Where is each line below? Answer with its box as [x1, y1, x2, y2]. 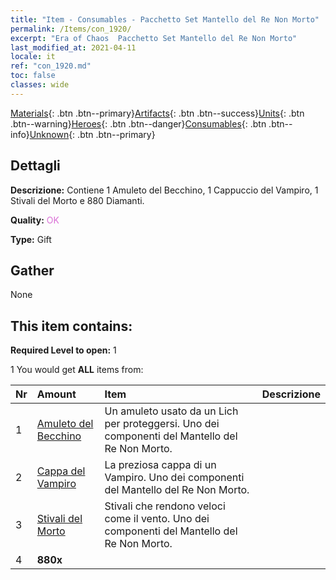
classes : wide [10, 80, 70, 90]
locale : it [10, 52, 56, 62]
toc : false [10, 71, 56, 81]
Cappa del [36, 464, 86, 478]
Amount [36, 387, 77, 401]
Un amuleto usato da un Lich [104, 404, 239, 418]
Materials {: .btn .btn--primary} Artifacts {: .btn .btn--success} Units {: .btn [10, 107, 305, 119]
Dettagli [10, 157, 61, 175]
